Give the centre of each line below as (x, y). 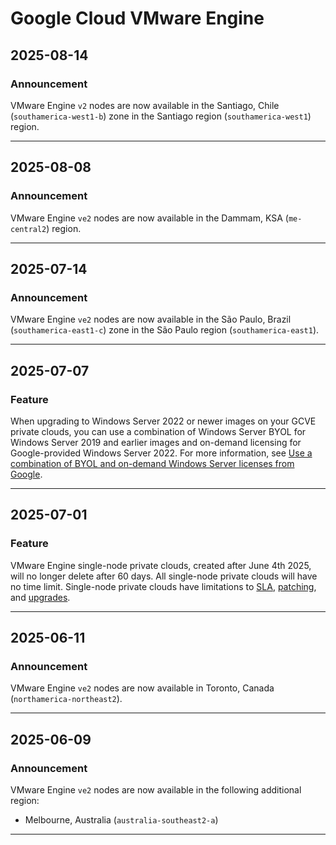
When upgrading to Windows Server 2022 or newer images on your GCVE (163, 421)
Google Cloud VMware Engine (137, 18)
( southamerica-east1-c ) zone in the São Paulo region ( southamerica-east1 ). (165, 330)
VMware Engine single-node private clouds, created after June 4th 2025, (161, 565)
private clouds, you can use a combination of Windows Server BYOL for (158, 431)
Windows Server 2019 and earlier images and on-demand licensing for (156, 442)
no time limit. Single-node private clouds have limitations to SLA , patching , (163, 586)
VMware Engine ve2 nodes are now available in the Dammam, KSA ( (149, 218)
